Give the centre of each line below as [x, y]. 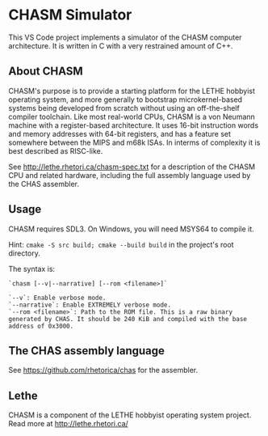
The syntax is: [31, 269]
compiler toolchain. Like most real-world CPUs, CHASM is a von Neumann [132, 116]
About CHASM [46, 72]
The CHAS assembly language [87, 351]
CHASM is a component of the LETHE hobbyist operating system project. [130, 415]
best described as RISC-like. [56, 150]
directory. [24, 253]
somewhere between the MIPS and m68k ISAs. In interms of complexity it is [134, 142]
